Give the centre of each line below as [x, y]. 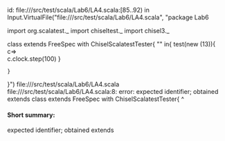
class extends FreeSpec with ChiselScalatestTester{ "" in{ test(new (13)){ [111, 44]
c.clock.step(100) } [34, 59]
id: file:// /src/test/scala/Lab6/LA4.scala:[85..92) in [79, 10]
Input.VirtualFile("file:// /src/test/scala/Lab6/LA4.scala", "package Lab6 [108, 17]
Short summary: [31, 115]
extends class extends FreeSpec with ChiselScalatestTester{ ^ [96, 99]
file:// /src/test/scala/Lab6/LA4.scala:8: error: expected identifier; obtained [113, 92]
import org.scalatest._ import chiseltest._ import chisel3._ [88, 31]
